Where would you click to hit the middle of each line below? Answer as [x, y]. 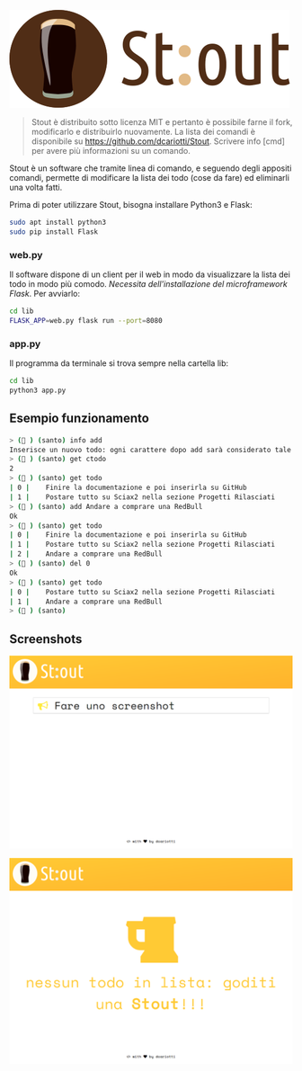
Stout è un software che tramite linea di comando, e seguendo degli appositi [151, 168]
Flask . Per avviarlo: [45, 294]
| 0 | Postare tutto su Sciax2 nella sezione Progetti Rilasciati [142, 592]
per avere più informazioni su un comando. [111, 151]
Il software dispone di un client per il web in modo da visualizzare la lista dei [150, 274]
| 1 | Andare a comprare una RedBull [86, 602]
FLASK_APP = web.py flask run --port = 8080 [86, 320]
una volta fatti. [36, 187]
